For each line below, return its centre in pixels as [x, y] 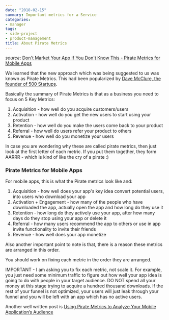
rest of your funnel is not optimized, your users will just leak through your [82, 291]
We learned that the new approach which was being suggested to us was [82, 73]
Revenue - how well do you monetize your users [63, 136]
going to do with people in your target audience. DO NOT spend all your [80, 281]
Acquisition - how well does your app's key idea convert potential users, [88, 191]
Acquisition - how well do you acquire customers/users [71, 109]
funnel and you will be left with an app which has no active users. [74, 297]
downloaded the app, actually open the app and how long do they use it [88, 208]
